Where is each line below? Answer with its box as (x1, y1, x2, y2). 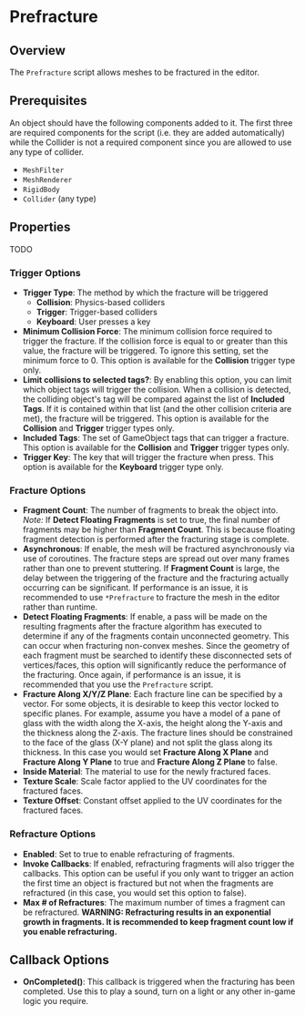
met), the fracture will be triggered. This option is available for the (22, 413, 269, 424)
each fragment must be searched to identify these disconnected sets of (22, 650, 293, 661)
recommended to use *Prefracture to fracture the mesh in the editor (22, 592, 280, 603)
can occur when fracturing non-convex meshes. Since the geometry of (22, 641, 290, 651)
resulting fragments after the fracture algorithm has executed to (22, 621, 262, 632)
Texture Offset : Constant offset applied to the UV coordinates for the (22, 795, 282, 806)
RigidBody (22, 185, 61, 194)
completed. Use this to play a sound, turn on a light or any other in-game (22, 986, 296, 997)
